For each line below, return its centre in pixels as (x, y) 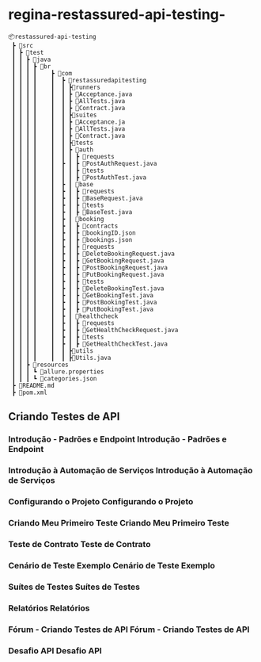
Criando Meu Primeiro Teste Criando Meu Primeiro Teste (119, 523)
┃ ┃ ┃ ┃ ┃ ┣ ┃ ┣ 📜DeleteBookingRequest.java (93, 254)
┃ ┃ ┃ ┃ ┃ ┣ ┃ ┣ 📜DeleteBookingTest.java (88, 288)
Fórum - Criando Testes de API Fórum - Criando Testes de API (129, 629)
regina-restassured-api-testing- (117, 15)
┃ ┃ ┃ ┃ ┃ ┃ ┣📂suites (54, 115)
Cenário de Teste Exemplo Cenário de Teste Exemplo (112, 565)
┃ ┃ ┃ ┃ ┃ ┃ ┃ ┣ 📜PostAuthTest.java (79, 177)
